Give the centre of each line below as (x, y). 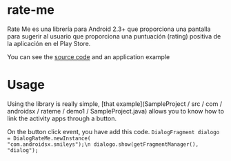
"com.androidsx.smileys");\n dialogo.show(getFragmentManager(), (103, 144)
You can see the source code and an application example (89, 56)
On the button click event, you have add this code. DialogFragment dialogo (113, 131)
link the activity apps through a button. (62, 118)
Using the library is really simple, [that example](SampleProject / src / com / (115, 104)
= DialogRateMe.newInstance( (49, 138)
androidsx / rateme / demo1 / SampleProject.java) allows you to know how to (115, 111)
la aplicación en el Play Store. (49, 43)
